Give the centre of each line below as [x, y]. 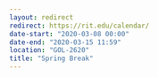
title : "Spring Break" [51, 58]
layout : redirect [42, 17]
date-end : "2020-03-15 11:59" [66, 42]
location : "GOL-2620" [50, 50]
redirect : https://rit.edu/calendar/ [79, 26]
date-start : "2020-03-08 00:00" [69, 34]
